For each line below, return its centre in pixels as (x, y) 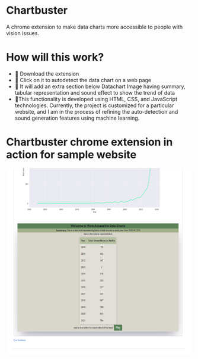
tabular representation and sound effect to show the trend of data (95, 92)
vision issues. (23, 33)
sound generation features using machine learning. (77, 118)
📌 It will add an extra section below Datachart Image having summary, (100, 86)
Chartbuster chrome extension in (90, 142)
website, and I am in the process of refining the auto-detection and (96, 111)
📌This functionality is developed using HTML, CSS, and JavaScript (96, 99)
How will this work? (55, 57)
